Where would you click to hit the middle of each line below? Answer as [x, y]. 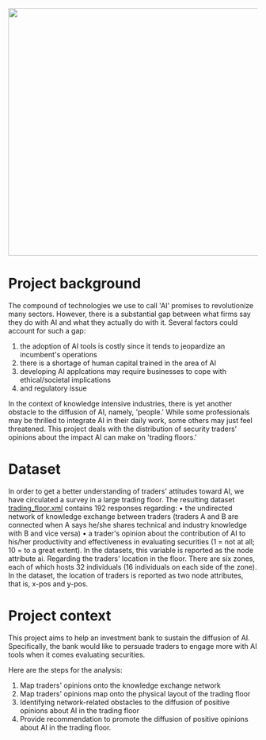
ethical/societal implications [65, 380]
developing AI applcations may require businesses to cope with [123, 371]
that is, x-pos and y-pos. [48, 584]
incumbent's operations [58, 354]
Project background [75, 284]
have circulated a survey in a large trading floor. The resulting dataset [122, 499]
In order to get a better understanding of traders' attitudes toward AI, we [126, 491]
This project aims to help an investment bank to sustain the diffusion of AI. [129, 638]
